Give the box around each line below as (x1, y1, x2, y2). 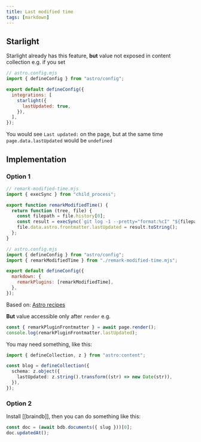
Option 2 (6, 399, 32, 407)
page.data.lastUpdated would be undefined (6, 137, 112, 144)
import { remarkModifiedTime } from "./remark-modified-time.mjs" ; (6, 257, 178, 263)
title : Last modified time (6, 8, 74, 15)
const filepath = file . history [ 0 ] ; (17, 213, 106, 219)
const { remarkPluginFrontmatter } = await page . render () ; (6, 324, 157, 330)
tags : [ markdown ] (6, 14, 50, 20)
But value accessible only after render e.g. (6, 312, 111, 320)
